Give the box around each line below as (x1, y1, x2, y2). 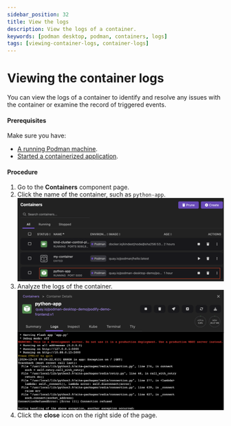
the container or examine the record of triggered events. (7, 100, 166, 109)
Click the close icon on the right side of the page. (16, 411, 158, 419)
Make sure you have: (7, 131, 67, 140)
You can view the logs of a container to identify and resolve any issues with (7, 93, 221, 102)
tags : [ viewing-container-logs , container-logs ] (7, 40, 149, 47)
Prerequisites (7, 116, 47, 124)
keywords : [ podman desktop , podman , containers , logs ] (7, 33, 168, 40)
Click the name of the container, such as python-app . (16, 190, 166, 199)
